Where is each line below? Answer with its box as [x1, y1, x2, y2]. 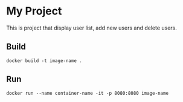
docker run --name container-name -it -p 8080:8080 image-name [6, 90, 169, 96]
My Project [6, 4, 62, 18]
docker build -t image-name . [6, 57, 83, 64]
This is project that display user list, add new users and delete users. [6, 24, 177, 31]
